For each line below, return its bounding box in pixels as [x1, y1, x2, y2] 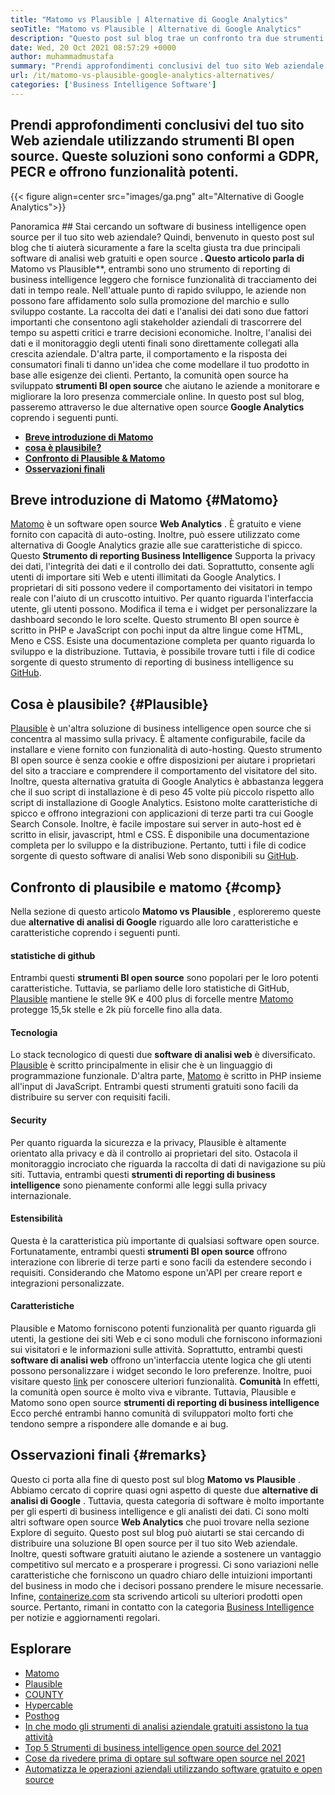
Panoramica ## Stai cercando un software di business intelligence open [10, 220, 307, 232]
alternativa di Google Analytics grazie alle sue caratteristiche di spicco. [10, 539, 303, 551]
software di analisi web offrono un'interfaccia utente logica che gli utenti [10, 1354, 312, 1366]
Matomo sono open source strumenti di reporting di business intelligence [10, 1397, 320, 1409]
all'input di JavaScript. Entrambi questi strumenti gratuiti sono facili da [10, 1081, 299, 1093]
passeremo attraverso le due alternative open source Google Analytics [10, 401, 305, 413]
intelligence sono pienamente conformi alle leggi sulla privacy [10, 1179, 268, 1191]
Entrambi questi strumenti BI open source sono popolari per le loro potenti [10, 972, 319, 984]
